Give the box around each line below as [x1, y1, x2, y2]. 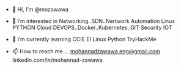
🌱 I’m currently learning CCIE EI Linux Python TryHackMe [12, 36, 157, 42]
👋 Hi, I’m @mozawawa [12, 6, 69, 13]
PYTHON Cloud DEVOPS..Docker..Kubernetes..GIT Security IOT [12, 24, 172, 31]
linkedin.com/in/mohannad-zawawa [12, 56, 103, 64]
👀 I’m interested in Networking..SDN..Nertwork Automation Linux [12, 18, 175, 24]
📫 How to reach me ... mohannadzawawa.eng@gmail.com [12, 48, 161, 54]
